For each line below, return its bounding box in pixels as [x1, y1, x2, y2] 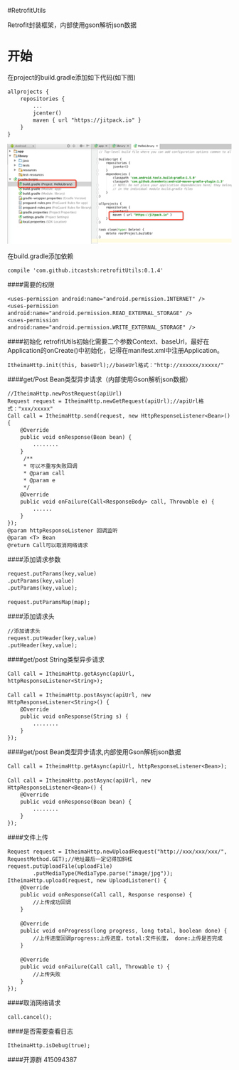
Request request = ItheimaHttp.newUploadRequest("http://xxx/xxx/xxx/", [7, 848, 228, 856]
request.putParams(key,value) [7, 571, 97, 578]
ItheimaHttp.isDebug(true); [7, 1042, 91, 1049]
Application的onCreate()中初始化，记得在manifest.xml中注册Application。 [7, 346, 224, 355]
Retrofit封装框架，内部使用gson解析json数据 [7, 21, 137, 29]
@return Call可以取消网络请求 [7, 542, 89, 549]
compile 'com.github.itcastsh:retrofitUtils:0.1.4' [7, 267, 164, 275]
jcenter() [33, 110, 62, 117]
